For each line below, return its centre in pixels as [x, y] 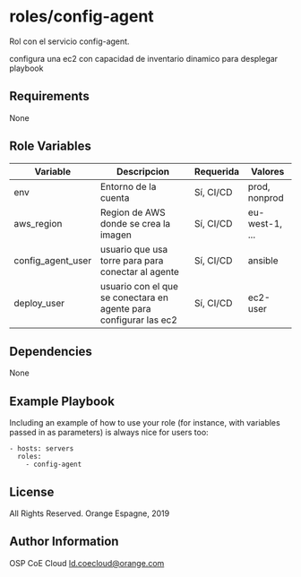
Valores [267, 171]
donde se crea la [135, 223]
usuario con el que [139, 286]
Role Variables [50, 146]
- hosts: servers [42, 449]
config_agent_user [53, 260]
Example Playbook [62, 401]
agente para [125, 308]
